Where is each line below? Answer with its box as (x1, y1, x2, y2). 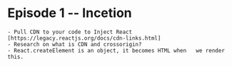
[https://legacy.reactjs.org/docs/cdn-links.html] (7, 34, 161, 42)
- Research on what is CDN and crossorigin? (7, 40, 142, 48)
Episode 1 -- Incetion (7, 5, 132, 21)
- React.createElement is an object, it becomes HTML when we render (7, 47, 225, 54)
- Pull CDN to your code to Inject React (7, 28, 133, 35)
